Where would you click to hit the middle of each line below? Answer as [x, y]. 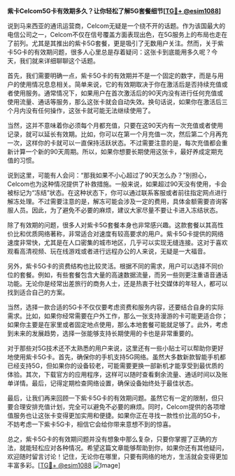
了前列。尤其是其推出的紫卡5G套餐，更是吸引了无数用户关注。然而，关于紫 [115, 43]
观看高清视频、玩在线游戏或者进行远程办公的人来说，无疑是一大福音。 [108, 251]
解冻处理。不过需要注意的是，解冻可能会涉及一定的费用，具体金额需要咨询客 [117, 201]
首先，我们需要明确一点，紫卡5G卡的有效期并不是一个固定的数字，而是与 [113, 75]
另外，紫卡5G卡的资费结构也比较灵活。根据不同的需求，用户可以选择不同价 [115, 266]
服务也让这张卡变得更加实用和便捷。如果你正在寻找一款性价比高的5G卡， [118, 416]
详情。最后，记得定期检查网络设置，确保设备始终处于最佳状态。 [105, 383]
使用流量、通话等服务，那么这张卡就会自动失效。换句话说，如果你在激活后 [114, 102]
